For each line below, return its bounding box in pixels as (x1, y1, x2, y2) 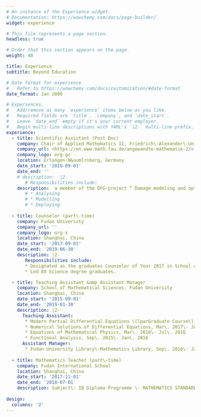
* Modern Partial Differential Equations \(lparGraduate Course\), (25, 318, 197, 324)
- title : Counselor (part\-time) (11, 213, 95, 219)
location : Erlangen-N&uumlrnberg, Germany (17, 157, 124, 163)
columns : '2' (11, 401, 44, 407)
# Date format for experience (6, 80, 82, 86)
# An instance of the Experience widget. (6, 8, 111, 15)
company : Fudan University (17, 218, 84, 224)
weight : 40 (6, 53, 33, 59)
